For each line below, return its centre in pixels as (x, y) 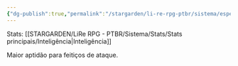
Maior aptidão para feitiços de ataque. (63, 55)
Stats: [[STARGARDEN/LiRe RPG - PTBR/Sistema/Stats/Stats (94, 34)
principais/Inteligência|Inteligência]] (59, 41)
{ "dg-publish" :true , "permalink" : (56, 14)
